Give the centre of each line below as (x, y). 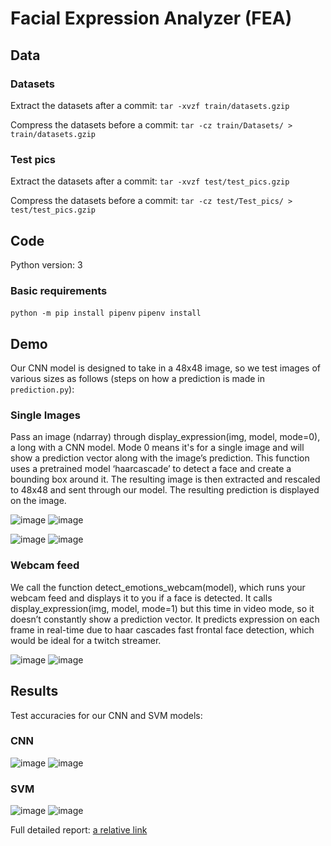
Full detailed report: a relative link (79, 830)
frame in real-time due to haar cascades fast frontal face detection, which (162, 629)
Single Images (45, 415)
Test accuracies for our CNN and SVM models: (106, 715)
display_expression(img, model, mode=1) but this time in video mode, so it (162, 608)
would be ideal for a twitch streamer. (86, 640)
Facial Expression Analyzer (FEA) (151, 18)
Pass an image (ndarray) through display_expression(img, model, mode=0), (165, 437)
